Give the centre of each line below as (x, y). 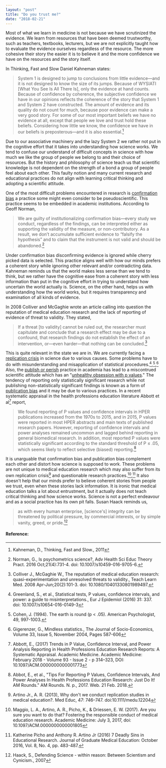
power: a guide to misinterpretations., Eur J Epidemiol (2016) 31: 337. (82, 599)
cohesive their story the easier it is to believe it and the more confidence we (83, 54)
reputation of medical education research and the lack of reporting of (76, 312)
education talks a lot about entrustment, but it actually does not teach (76, 491)
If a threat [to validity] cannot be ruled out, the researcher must (82, 327)
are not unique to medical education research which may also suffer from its (83, 469)
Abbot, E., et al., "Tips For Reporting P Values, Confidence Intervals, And (86, 674)
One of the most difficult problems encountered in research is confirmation (82, 193)
